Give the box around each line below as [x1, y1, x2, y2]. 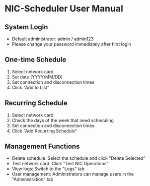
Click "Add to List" [11, 84, 50, 90]
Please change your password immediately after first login [11, 41, 131, 47]
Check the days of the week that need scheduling [11, 117, 114, 123]
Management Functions [4, 142, 80, 151]
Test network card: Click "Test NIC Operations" [11, 161, 109, 167]
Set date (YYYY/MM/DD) [11, 74, 63, 80]
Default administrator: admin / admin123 [11, 36, 94, 42]
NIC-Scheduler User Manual [4, 3, 124, 14]
